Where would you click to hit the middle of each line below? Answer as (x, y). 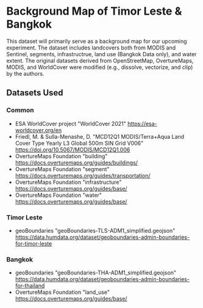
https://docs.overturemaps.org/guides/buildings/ (77, 163)
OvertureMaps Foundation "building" (61, 156)
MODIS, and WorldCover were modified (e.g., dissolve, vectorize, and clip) (100, 67)
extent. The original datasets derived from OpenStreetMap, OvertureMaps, (100, 61)
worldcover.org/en (38, 130)
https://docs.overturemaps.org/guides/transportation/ (83, 175)
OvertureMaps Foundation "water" (59, 195)
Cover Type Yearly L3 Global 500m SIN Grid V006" (79, 143)
